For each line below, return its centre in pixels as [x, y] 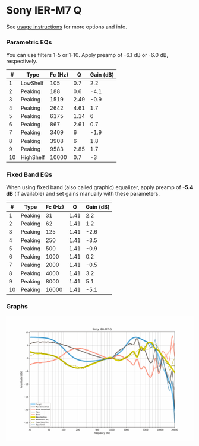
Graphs [17, 307]
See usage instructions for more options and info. [67, 27]
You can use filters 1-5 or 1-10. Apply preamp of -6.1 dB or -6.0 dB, [87, 55]
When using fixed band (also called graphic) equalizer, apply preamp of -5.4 [100, 187]
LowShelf [32, 83]
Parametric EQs [29, 42]
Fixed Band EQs [29, 174]
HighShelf [33, 157]
